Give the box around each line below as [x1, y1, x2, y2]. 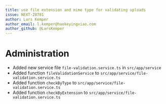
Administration [5, 48, 69, 60]
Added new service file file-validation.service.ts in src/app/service [12, 65, 161, 71]
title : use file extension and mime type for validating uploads [5, 7, 146, 13]
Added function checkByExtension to [12, 89, 88, 96]
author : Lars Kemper [5, 17, 49, 22]
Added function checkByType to [12, 80, 77, 86]
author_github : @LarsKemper [5, 26, 65, 31]
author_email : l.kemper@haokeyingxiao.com [5, 21, 96, 27]
